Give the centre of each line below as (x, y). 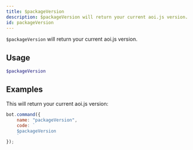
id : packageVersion (30, 22)
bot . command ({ (24, 114)
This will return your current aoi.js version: (57, 104)
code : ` (26, 125)
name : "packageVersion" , (47, 120)
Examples (24, 90)
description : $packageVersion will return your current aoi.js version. (97, 17)
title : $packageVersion (35, 11)
